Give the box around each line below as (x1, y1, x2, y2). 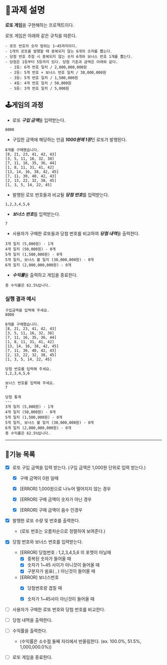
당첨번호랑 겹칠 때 (27, 585, 62, 591)
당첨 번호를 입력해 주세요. (5, 366, 52, 372)
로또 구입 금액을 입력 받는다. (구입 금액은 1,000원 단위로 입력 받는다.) (12, 464, 146, 470)
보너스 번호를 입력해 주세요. (5, 380, 55, 386)
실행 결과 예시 (5, 295, 36, 302)
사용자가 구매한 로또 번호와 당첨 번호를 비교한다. (12, 606, 105, 612)
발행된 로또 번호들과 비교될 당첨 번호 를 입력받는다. (12, 192, 109, 198)
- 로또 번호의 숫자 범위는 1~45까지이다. (5, 43, 78, 48)
